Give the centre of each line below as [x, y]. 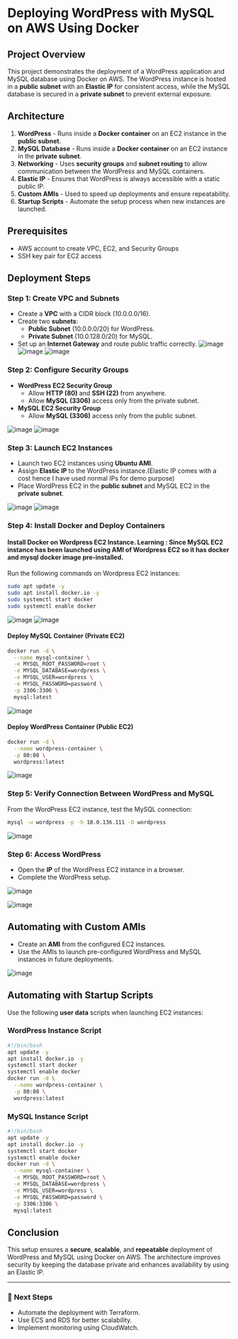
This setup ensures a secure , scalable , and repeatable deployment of [110, 1250]
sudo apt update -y [36, 586]
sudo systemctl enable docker [52, 606]
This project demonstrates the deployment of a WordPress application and [116, 71]
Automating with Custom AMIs [77, 927]
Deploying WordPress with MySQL [111, 13]
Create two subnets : [48, 322]
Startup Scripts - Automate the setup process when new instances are [121, 201]
